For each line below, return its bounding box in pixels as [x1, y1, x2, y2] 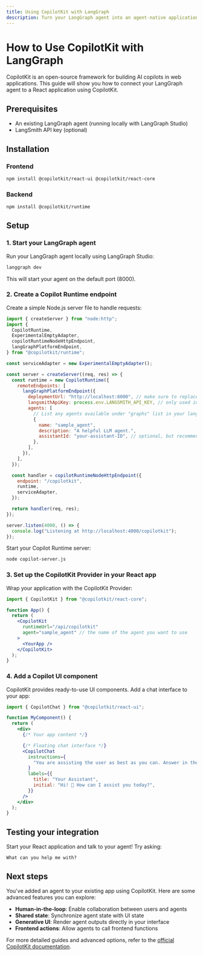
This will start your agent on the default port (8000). [6, 275, 136, 282]
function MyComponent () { [6, 715, 71, 721]
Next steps [6, 871, 48, 882]
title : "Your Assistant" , [33, 776, 98, 783]
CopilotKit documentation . [6, 943, 71, 950]
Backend [6, 190, 33, 199]
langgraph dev [6, 264, 42, 270]
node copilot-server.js [6, 556, 66, 562]
